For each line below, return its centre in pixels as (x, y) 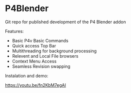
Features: (15, 31)
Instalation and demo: (27, 76)
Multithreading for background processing (54, 51)
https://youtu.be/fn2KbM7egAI (36, 85)
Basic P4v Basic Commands (40, 40)
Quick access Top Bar (34, 46)
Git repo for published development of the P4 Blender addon (65, 22)
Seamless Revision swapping (41, 66)
